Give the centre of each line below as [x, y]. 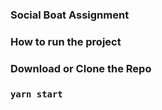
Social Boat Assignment [70, 15]
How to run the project [66, 41]
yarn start [36, 94]
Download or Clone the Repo [81, 68]
